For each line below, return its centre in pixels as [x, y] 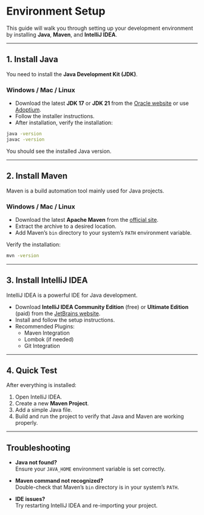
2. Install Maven [37, 176]
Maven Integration [47, 333]
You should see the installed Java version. [59, 151]
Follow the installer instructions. [55, 116]
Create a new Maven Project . [52, 403]
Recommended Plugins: [45, 326]
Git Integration [42, 346]
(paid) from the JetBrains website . [58, 313]
